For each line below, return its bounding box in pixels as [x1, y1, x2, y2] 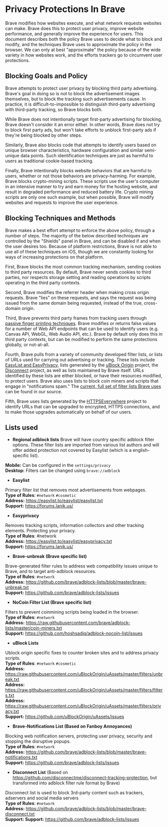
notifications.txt [5, 754, 37, 760]
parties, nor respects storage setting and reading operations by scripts [5, 274, 151, 280]
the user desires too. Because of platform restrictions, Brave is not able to [5, 243, 157, 249]
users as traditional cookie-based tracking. [5, 158, 93, 164]
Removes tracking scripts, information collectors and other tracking [5, 522, 144, 528]
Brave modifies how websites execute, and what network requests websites [5, 20, 161, 26]
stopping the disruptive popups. [5, 738, 71, 744]
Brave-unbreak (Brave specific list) [12, 554, 87, 560]
